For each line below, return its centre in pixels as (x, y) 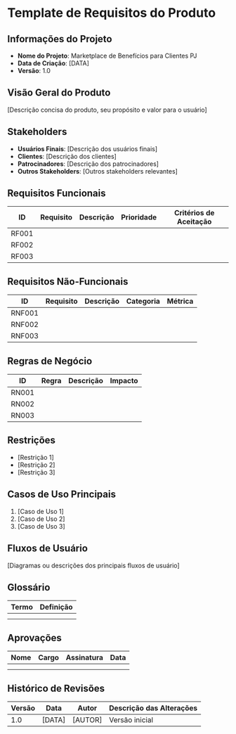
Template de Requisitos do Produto (112, 13)
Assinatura (84, 657)
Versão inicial (131, 720)
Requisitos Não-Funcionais (68, 282)
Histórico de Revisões (56, 688)
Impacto (124, 381)
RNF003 (25, 336)
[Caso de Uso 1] (41, 511)
